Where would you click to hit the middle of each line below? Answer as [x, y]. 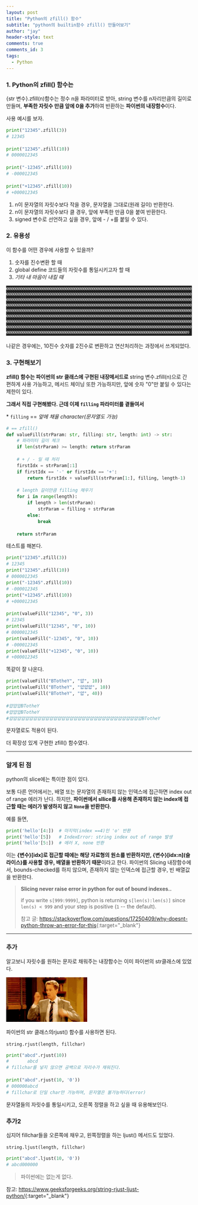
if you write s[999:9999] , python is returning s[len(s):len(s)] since [103, 901]
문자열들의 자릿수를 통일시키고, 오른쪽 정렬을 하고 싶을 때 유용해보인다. [87, 1104]
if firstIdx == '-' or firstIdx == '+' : [67, 472]
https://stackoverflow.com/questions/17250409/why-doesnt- [113, 919]
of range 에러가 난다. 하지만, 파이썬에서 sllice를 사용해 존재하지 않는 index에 [94, 799]
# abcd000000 [22, 1164]
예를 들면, [17, 819]
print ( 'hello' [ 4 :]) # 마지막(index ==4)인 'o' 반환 [68, 830]
